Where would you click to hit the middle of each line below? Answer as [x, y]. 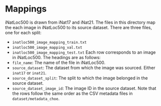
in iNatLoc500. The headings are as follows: [56, 57]
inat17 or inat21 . [29, 73]
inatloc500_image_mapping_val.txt [47, 47]
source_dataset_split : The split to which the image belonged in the [80, 78]
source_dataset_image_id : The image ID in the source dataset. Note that [84, 88]
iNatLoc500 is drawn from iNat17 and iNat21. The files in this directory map [80, 22]
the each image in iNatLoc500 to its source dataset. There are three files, [79, 27]
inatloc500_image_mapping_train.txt [49, 42]
